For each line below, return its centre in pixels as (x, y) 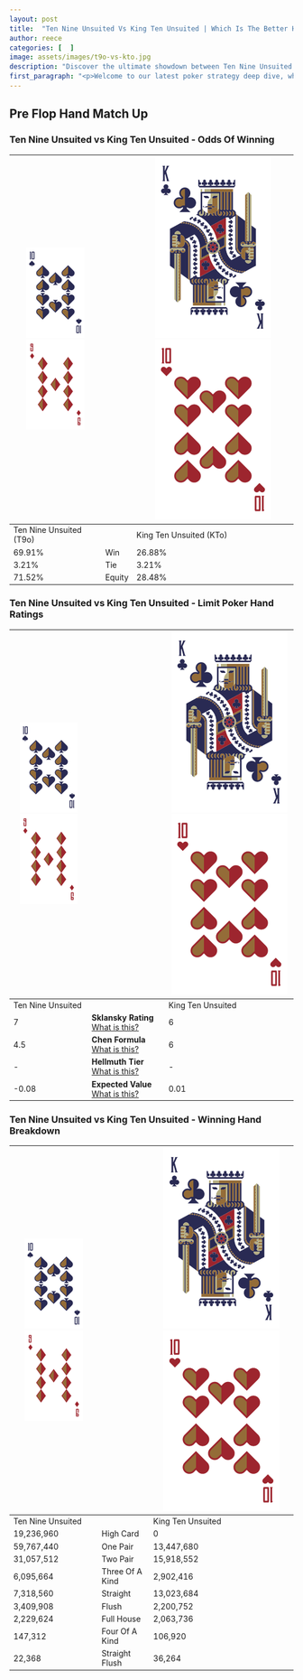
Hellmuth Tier (118, 1062)
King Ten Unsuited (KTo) (182, 535)
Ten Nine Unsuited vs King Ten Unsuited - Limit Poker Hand (142, 603)
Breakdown (35, 1131)
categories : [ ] (42, 48)
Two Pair (118, 1559)
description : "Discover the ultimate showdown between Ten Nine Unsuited (151, 67)
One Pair (117, 1546)
